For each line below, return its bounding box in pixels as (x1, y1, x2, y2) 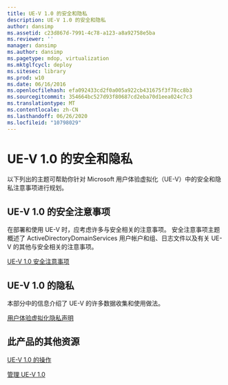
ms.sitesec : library (7, 68, 67, 75)
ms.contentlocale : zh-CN (7, 106, 79, 113)
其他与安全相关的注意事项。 (19, 243, 98, 251)
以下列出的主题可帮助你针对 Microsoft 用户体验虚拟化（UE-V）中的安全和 (7, 175, 216, 184)
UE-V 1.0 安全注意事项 (7, 257, 70, 266)
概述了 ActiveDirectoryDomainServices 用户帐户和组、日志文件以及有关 (7, 234, 210, 242)
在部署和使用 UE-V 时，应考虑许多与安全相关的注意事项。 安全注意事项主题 (7, 226, 220, 234)
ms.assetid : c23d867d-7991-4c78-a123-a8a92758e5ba (7, 29, 156, 37)
